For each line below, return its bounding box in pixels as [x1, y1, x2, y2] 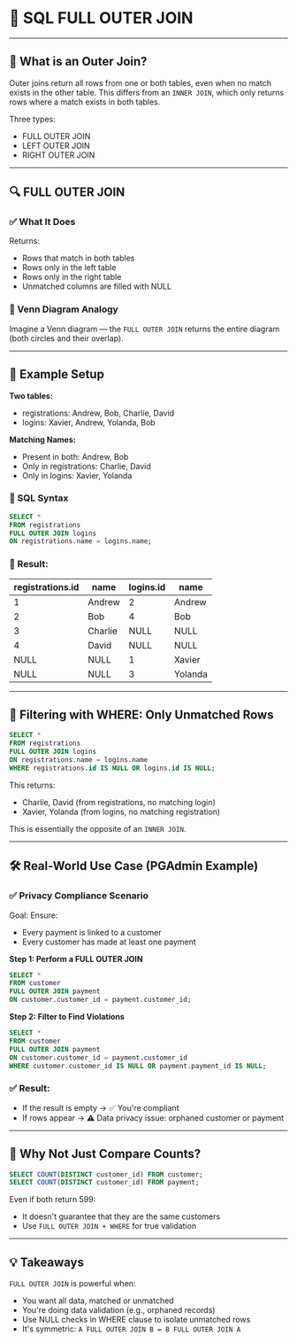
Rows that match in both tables [21, 252, 135, 264]
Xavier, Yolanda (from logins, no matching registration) [21, 806, 221, 817]
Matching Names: [9, 434, 77, 445]
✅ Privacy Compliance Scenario [9, 889, 148, 902]
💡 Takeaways [9, 1254, 84, 1269]
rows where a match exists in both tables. [9, 97, 161, 107]
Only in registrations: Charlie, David [21, 461, 152, 471]
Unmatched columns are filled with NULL [21, 281, 172, 291]
